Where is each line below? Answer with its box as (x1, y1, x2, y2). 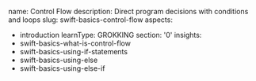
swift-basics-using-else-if (19, 64, 105, 73)
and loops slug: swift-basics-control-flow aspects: (8, 15, 173, 24)
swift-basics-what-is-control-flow (19, 39, 131, 48)
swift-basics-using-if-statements (19, 47, 128, 56)
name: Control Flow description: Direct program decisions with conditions (8, 7, 249, 16)
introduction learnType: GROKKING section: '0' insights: (19, 31, 202, 39)
